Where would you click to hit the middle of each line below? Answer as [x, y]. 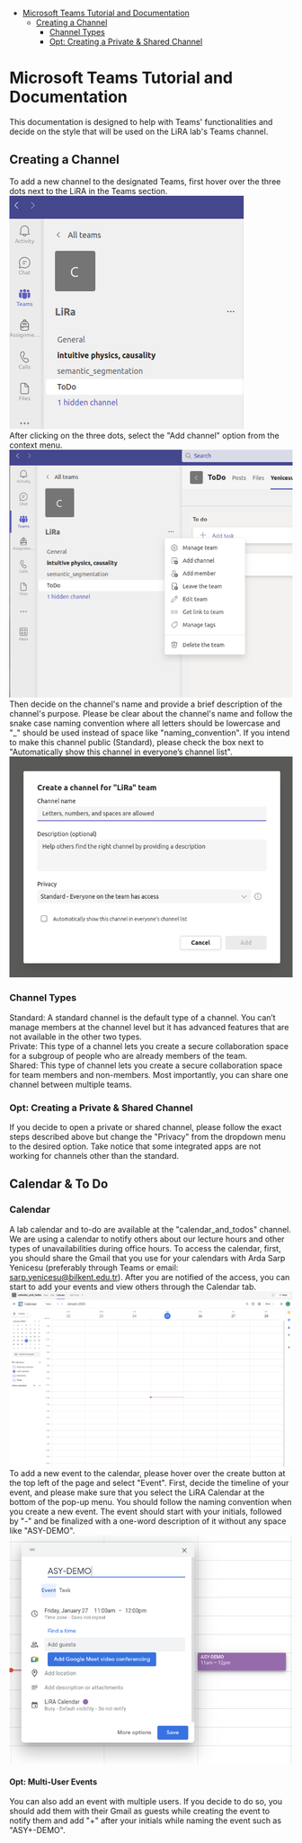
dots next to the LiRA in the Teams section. [89, 191]
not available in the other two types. [75, 1037]
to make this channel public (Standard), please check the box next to [137, 743]
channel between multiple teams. [71, 1084]
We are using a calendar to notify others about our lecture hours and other [147, 1239]
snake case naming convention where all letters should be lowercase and [145, 724]
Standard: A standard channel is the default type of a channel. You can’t [142, 1017]
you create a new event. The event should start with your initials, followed [146, 1512]
